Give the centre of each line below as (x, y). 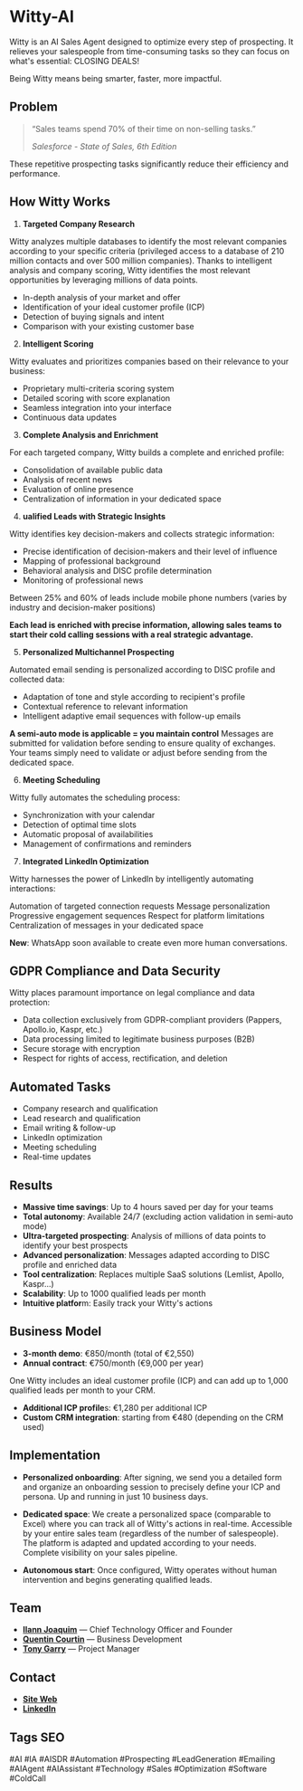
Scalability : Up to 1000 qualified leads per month (114, 1293)
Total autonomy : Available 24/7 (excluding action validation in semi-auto (158, 1216)
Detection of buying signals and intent (93, 316)
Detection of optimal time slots (80, 824)
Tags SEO (37, 1737)
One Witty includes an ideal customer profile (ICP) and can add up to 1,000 (149, 1380)
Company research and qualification (90, 1109)
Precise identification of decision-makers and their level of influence (150, 551)
